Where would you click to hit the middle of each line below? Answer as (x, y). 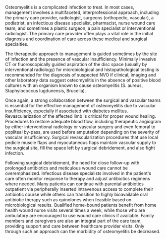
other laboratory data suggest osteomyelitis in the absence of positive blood (83, 80)
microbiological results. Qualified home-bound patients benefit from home (81, 205)
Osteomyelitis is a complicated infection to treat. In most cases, (70, 7)
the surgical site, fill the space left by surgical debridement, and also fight (80, 148)
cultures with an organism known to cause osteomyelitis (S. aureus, (74, 85)
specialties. (17, 44)
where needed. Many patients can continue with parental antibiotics (74, 184)
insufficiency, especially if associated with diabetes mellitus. (67, 111)
